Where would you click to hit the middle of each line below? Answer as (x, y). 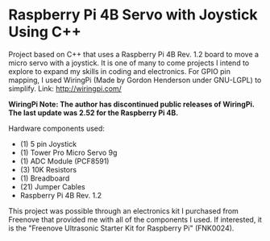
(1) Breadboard (45, 178)
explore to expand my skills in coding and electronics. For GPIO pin (120, 71)
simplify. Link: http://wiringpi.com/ (65, 88)
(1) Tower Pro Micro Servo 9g (69, 152)
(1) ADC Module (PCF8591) (64, 161)
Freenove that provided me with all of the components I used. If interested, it (135, 219)
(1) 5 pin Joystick (48, 143)
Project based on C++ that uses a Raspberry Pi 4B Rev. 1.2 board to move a (134, 54)
